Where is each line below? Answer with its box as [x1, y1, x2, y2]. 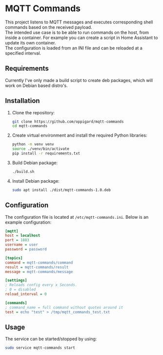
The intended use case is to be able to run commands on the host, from [5, 29, 149, 35]
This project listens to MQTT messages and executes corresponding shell [5, 19, 153, 25]
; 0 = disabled [5, 287, 36, 292]
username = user [5, 242, 38, 247]
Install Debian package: [12, 178, 60, 184]
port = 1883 [5, 238, 29, 243]
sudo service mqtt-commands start [5, 345, 76, 351]
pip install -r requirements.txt [12, 151, 81, 156]
